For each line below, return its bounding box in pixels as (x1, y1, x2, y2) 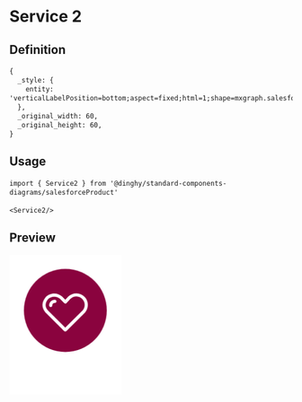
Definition (9, 42, 66, 57)
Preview (9, 231, 57, 246)
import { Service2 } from (9, 179, 106, 188)
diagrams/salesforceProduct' (9, 188, 119, 197)
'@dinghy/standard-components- (109, 179, 227, 188)
